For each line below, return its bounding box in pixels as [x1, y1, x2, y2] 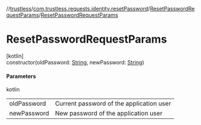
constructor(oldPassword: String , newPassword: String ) [6, 58, 144, 66]
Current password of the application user [55, 99, 172, 108]
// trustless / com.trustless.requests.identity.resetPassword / [6, 5, 150, 12]
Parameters [6, 72, 36, 80]
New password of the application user [55, 109, 162, 118]
